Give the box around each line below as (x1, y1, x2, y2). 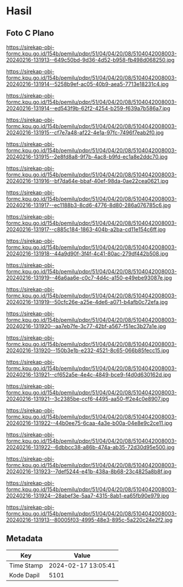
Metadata (6, 533, 43, 543)
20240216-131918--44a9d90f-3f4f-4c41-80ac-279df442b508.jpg (6, 250, 169, 257)
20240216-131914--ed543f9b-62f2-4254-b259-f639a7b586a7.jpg (6, 105, 170, 111)
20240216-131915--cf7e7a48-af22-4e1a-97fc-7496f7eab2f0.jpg (6, 129, 164, 136)
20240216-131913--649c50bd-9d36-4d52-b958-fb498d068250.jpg (6, 57, 175, 63)
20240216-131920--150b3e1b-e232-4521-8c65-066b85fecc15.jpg (6, 347, 170, 354)
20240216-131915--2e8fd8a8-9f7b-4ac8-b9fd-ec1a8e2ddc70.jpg (6, 153, 168, 160)
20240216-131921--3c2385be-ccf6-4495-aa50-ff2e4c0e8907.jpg (6, 395, 169, 402)
